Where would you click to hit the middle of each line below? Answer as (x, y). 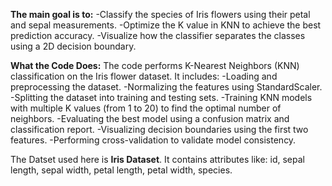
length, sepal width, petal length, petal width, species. (121, 170)
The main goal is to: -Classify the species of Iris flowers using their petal (160, 14)
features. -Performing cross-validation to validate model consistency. (153, 140)
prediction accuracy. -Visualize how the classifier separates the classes (158, 35)
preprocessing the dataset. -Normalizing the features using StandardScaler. (166, 87)
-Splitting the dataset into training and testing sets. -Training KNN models (161, 97)
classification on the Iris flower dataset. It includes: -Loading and (144, 76)
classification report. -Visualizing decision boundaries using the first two (159, 129)
